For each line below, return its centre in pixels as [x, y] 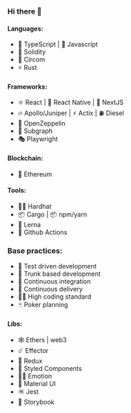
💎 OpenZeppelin [41, 124]
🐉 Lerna [29, 224]
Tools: [17, 190]
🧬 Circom [31, 59]
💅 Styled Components [50, 369]
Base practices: [35, 251]
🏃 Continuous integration [54, 282]
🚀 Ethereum [35, 174]
